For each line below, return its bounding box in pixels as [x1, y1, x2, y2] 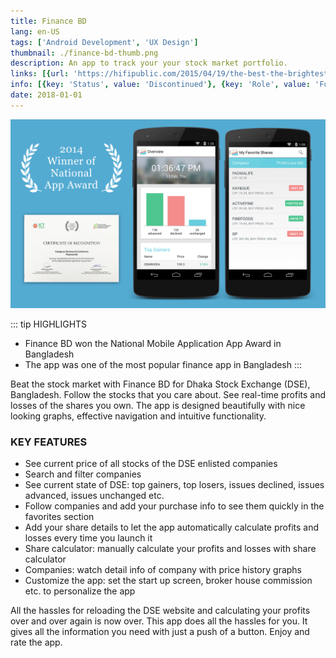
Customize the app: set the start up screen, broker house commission [24, 575, 313, 587]
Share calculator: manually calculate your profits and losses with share [24, 543, 317, 555]
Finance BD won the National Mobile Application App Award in [24, 337, 282, 349]
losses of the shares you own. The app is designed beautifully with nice [10, 399, 306, 411]
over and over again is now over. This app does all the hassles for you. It [10, 615, 308, 627]
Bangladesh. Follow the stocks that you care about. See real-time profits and [10, 388, 327, 400]
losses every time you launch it [24, 532, 153, 544]
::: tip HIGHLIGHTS [10, 318, 88, 330]
